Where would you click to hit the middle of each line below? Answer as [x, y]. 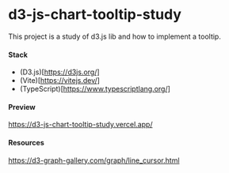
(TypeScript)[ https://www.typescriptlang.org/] [95, 89]
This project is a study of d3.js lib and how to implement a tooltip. [115, 36]
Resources [27, 142]
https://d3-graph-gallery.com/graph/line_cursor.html [94, 160]
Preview [22, 107]
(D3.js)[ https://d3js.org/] [60, 72]
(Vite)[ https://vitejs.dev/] [60, 81]
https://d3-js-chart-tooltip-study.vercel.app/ [80, 125]
